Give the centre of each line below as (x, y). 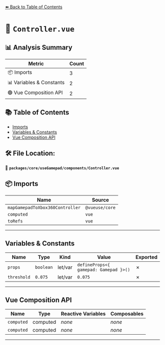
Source (100, 200)
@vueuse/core (100, 208)
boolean (44, 267)
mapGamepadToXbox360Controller (44, 208)
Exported (146, 257)
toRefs (15, 221)
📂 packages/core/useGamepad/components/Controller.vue (62, 168)
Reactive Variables (83, 314)
